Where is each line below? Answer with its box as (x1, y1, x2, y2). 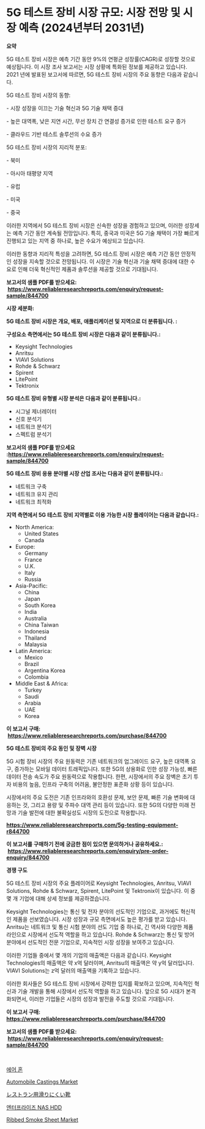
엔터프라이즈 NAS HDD (6, 1103, 62, 1111)
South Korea (24, 602, 56, 609)
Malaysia (24, 640, 47, 648)
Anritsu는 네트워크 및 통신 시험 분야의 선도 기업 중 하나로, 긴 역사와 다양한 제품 (6, 923, 194, 930)
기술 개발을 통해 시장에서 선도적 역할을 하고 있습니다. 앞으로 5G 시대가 (17, 987, 185, 995)
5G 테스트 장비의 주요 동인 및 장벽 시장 (6, 744, 97, 752)
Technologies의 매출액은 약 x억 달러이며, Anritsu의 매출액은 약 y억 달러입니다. (6, 959, 195, 966)
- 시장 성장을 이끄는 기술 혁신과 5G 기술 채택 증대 (6, 104, 124, 112)
